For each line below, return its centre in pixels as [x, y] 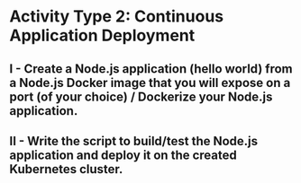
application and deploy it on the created [123, 155]
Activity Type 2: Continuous [116, 17]
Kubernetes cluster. [66, 169]
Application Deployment [102, 35]
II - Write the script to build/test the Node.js [134, 141]
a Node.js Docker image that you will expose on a [150, 83]
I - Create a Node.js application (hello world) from [151, 69]
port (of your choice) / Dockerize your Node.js [141, 96]
